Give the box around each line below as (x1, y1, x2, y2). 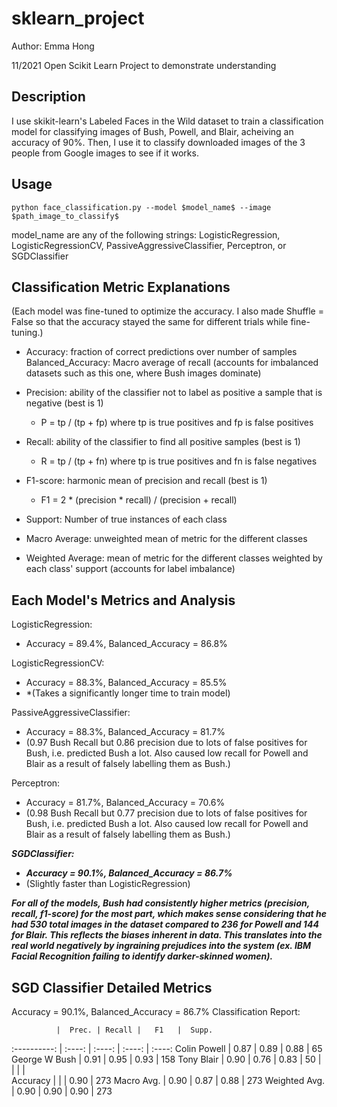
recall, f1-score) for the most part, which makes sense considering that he (11, 908, 327, 920)
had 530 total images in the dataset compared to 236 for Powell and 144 (11, 918, 319, 931)
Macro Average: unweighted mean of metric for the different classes (25, 533, 308, 545)
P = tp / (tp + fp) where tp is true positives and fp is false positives (40, 417, 314, 429)
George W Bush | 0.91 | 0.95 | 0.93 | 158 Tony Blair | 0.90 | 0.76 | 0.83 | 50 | (11, 1053, 322, 1065)
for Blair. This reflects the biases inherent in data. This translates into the (11, 929, 323, 941)
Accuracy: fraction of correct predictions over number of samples (25, 346, 298, 358)
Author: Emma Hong (11, 40, 95, 52)
